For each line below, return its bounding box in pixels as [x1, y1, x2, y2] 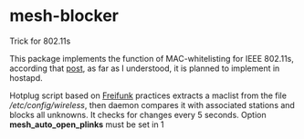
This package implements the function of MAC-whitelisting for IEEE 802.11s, [9, 53, 294, 64]
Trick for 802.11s [9, 35, 71, 46]
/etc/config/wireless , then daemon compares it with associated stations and [9, 99, 295, 110]
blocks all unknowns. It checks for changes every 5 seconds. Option [9, 109, 267, 120]
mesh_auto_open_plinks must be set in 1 [9, 119, 164, 130]
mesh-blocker [9, 5, 120, 26]
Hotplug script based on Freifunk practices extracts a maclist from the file [9, 90, 288, 101]
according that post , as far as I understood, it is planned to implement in [9, 63, 280, 74]
